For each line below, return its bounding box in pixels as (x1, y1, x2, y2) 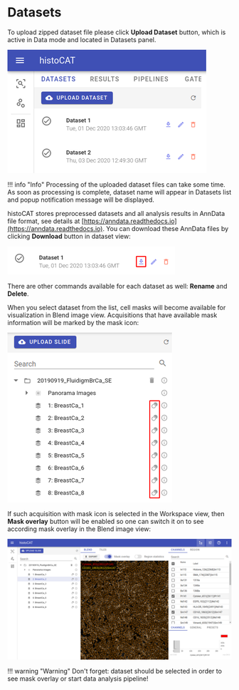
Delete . (7, 289, 29, 298)
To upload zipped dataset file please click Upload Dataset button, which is (7, 28, 226, 36)
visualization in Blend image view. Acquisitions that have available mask (7, 311, 218, 319)
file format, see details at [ (7, 217, 84, 225)
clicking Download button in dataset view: (7, 232, 131, 240)
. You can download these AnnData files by (102, 224, 229, 232)
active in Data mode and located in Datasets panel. (7, 35, 156, 43)
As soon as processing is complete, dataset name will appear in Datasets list (7, 187, 232, 196)
